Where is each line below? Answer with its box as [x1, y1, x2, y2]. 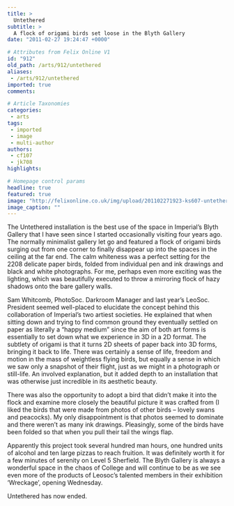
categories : [7, 107, 42, 114]
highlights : [7, 165, 42, 172]
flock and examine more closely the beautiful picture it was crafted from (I [7, 399, 219, 407]
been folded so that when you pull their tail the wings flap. [7, 428, 174, 436]
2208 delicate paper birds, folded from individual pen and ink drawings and [7, 260, 224, 269]
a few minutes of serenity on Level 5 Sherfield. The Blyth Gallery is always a [7, 456, 225, 465]
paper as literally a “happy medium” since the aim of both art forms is [7, 325, 207, 334]
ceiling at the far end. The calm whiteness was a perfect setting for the [7, 253, 210, 261]
